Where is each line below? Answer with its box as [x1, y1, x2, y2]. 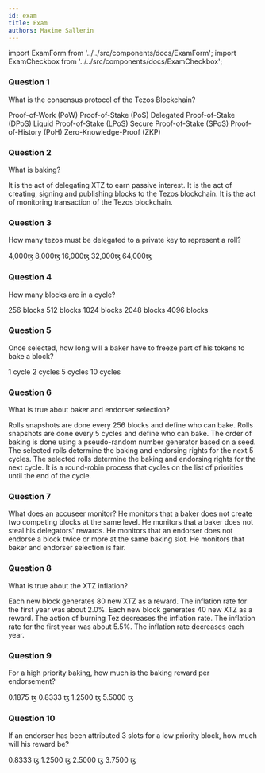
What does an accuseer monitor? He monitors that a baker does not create [8, 509, 252, 518]
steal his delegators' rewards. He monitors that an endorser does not [8, 526, 233, 536]
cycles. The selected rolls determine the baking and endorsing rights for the [8, 455, 256, 464]
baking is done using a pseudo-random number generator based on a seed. [8, 437, 256, 447]
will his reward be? [8, 740, 70, 749]
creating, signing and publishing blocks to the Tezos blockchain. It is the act [8, 189, 256, 198]
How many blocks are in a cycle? [8, 290, 116, 299]
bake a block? [8, 351, 54, 361]
